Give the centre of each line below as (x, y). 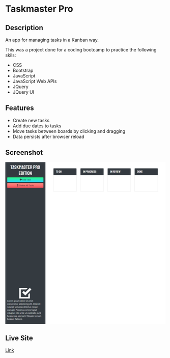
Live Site (19, 338)
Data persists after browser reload (49, 136)
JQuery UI (23, 92)
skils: (11, 55)
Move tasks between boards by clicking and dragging (69, 131)
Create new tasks (31, 120)
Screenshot (24, 153)
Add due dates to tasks (37, 126)
